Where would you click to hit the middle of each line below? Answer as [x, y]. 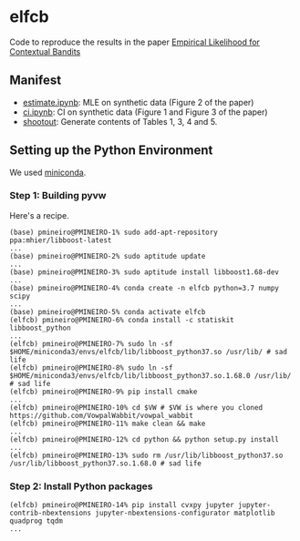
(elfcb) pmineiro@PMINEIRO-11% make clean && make [108, 424]
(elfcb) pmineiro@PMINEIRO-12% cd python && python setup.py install [145, 439]
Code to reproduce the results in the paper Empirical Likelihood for [134, 42]
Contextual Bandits [45, 51]
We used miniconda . [48, 172]
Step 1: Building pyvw [58, 196]
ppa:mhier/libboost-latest [61, 240]
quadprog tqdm [36, 521]
